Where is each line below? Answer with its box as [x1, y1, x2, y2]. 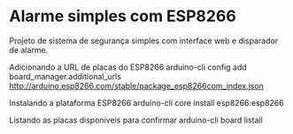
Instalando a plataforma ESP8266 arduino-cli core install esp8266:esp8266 [9, 97, 285, 108]
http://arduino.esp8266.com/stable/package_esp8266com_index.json [9, 80, 264, 91]
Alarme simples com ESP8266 [9, 6, 236, 26]
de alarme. [9, 44, 49, 55]
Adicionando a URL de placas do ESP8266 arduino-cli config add [9, 62, 248, 72]
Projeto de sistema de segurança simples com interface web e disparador [9, 35, 279, 46]
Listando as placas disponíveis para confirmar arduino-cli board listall [9, 115, 263, 125]
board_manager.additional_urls [9, 71, 122, 81]
